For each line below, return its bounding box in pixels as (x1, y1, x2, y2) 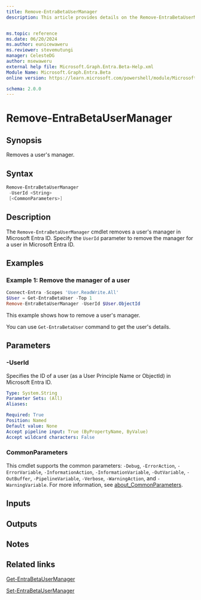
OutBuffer (6, 475, 31, 482)
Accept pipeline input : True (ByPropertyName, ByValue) (6, 429, 148, 435)
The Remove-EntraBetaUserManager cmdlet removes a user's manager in (6, 228, 181, 235)
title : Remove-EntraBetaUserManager (6, 8, 98, 15)
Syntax (6, 168, 33, 178)
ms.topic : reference (6, 31, 58, 37)
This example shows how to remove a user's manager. (6, 311, 141, 319)
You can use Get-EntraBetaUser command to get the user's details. (6, 323, 171, 330)
